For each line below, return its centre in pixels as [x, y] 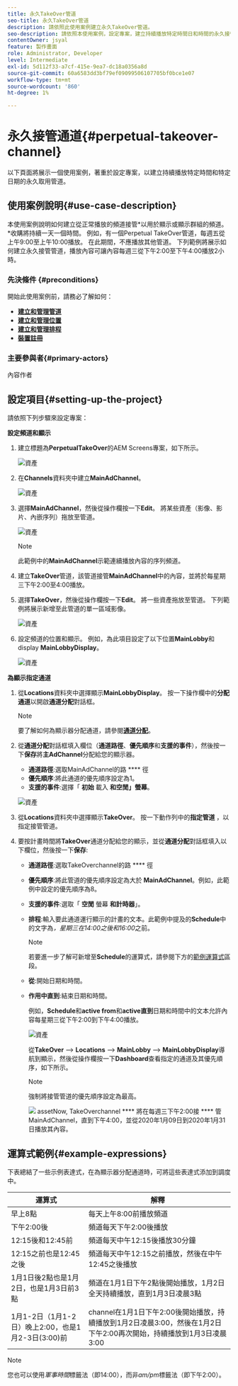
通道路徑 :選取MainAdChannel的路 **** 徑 [88, 770]
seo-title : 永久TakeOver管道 [48, 21]
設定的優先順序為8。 [71, 889]
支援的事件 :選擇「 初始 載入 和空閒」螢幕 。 [91, 787]
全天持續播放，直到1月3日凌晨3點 [145, 1294]
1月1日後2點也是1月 [45, 1278]
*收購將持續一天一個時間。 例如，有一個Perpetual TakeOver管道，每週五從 [116, 233]
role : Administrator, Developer [55, 54]
